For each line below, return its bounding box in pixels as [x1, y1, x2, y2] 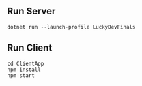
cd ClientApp [7, 60, 44, 67]
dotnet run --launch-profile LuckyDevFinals [7, 23, 136, 30]
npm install [7, 66, 41, 73]
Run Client [7, 42, 53, 54]
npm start [7, 72, 35, 79]
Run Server [7, 5, 56, 17]
